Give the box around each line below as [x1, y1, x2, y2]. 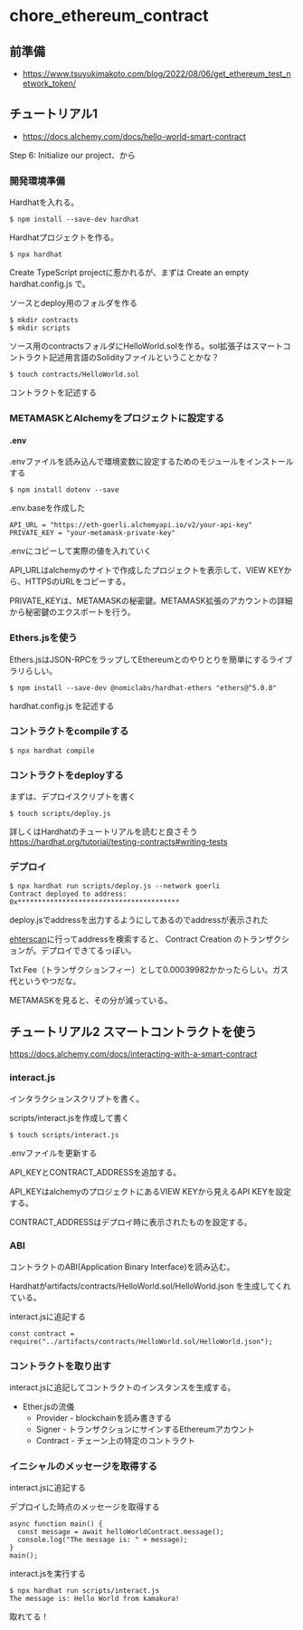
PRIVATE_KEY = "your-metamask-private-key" [9, 529, 176, 538]
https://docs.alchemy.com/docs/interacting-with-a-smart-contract [9, 1049, 258, 1059]
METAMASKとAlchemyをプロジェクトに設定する [9, 412, 224, 425]
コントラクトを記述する [9, 387, 97, 398]
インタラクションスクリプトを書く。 [9, 1093, 145, 1104]
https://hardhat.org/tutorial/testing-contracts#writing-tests [9, 837, 228, 848]
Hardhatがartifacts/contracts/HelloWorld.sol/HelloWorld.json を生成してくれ [9, 1280, 291, 1291]
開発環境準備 [9, 174, 66, 187]
